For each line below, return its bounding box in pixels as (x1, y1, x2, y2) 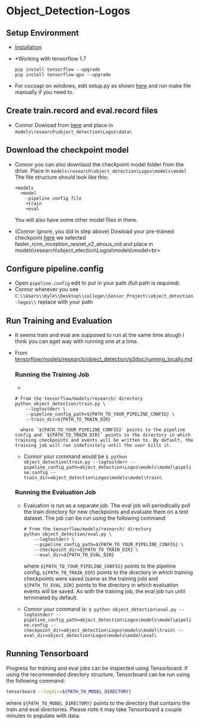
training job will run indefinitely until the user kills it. (14, 442, 172, 448)
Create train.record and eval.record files (6, 106, 159, 116)
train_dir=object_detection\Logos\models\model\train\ (23, 474, 162, 481)
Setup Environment (6, 28, 79, 38)
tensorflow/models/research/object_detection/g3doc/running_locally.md (14, 355, 193, 363)
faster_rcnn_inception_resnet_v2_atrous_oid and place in (14, 240, 153, 247)
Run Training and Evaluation (6, 316, 113, 326)
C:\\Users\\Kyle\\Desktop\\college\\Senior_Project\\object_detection (14, 293, 194, 300)
